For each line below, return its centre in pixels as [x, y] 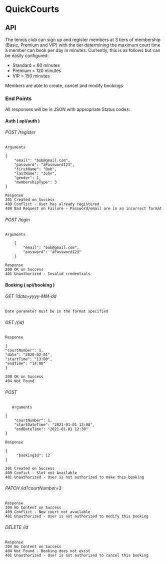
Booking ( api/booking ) [30, 285]
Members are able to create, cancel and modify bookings [64, 85]
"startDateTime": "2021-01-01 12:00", [54, 424]
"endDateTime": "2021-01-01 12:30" [51, 429]
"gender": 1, [28, 178]
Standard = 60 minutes [36, 65]
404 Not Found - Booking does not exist [48, 551]
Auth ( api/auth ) [22, 120]
